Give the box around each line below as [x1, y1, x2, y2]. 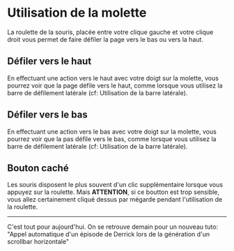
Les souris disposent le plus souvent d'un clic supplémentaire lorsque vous [7, 181, 224, 189]
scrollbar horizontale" [7, 238, 70, 246]
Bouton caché [7, 162, 69, 174]
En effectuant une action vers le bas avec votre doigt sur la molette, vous [7, 127, 217, 136]
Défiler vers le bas [7, 109, 88, 121]
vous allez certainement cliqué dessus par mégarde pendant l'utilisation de [7, 195, 223, 204]
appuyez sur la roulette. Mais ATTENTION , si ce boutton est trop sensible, [7, 188, 220, 196]
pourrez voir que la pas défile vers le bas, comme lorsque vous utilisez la [7, 134, 217, 143]
